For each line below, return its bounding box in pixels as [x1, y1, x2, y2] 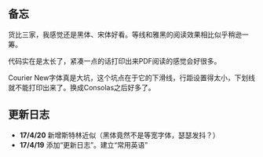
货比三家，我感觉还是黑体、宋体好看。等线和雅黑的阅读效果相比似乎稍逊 [8, 30, 242, 39]
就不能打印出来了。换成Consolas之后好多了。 [8, 82, 155, 92]
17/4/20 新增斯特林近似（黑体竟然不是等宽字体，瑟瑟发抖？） [19, 130, 220, 140]
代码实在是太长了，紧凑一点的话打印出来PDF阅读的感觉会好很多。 [8, 56, 221, 65]
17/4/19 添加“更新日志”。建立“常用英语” [19, 140, 148, 149]
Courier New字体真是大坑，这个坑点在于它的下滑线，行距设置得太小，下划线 [8, 73, 255, 82]
